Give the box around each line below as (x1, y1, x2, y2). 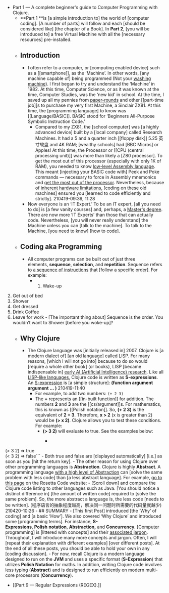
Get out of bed (12, 292, 43, 299)
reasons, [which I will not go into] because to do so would (27, 358, 148, 364)
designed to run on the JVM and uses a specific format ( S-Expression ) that (5, 556, 163, 562)
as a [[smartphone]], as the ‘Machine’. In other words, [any (27, 70, 150, 76)
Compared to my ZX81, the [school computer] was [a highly (35, 123, 159, 130)
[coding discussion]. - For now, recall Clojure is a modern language (5, 551, 145, 557)
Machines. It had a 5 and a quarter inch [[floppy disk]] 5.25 (35, 135, 158, 141)
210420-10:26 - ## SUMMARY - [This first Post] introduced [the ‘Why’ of (5, 508, 157, 514)
